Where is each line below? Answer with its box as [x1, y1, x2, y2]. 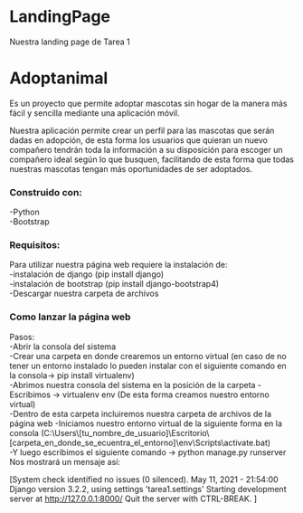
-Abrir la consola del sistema [9, 341, 116, 352]
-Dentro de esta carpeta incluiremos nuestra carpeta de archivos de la [9, 408, 272, 419]
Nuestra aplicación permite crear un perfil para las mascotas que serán [9, 125, 275, 136]
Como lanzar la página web [9, 310, 131, 323]
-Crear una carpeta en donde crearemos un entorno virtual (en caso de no [9, 350, 287, 361]
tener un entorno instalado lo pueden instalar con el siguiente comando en [9, 360, 287, 371]
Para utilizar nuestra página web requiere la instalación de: [9, 260, 228, 271]
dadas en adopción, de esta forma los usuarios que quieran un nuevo [9, 134, 269, 146]
